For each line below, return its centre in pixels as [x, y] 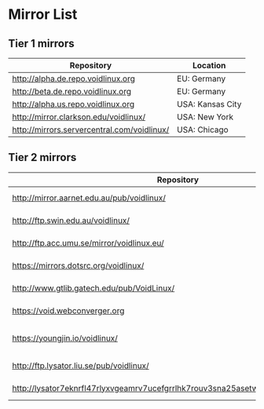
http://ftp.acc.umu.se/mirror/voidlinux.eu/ [88, 243]
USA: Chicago [203, 130]
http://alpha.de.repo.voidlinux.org [73, 79]
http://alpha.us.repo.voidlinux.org [73, 104]
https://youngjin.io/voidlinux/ [65, 338]
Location [209, 66]
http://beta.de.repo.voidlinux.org [72, 91]
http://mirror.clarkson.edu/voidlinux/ [79, 117]
